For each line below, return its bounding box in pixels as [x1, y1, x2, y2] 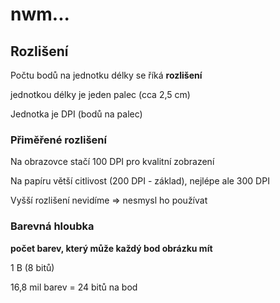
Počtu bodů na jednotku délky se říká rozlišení [10, 69, 203, 81]
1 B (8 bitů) [10, 261, 55, 273]
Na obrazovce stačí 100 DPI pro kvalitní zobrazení [10, 156, 215, 168]
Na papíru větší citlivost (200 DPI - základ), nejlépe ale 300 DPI [10, 175, 270, 187]
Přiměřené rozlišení [10, 133, 107, 147]
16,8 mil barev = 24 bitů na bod [10, 281, 138, 293]
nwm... [10, 3, 70, 26]
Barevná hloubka [10, 219, 95, 233]
